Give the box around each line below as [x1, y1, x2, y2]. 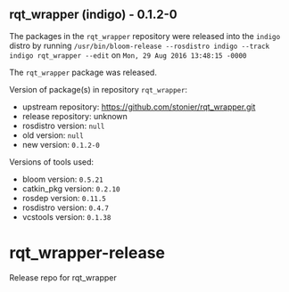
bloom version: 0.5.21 [21, 174, 104, 184]
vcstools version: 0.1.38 [21, 211, 111, 222]
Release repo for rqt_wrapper [9, 272, 118, 283]
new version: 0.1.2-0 [21, 139, 100, 150]
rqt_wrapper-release [9, 243, 166, 263]
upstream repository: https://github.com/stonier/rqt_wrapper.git [21, 101, 256, 112]
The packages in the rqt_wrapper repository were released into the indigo [9, 30, 281, 41]
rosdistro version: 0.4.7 [21, 202, 110, 213]
